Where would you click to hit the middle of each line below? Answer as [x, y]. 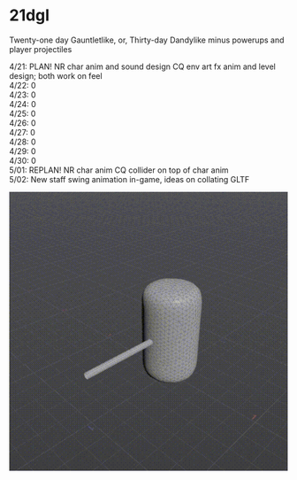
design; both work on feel [56, 75]
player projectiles [41, 49]
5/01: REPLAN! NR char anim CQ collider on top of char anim [119, 170]
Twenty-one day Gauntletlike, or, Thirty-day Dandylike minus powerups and [147, 40]
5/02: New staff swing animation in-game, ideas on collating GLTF [129, 179]
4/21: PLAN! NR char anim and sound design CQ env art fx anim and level [143, 66]
